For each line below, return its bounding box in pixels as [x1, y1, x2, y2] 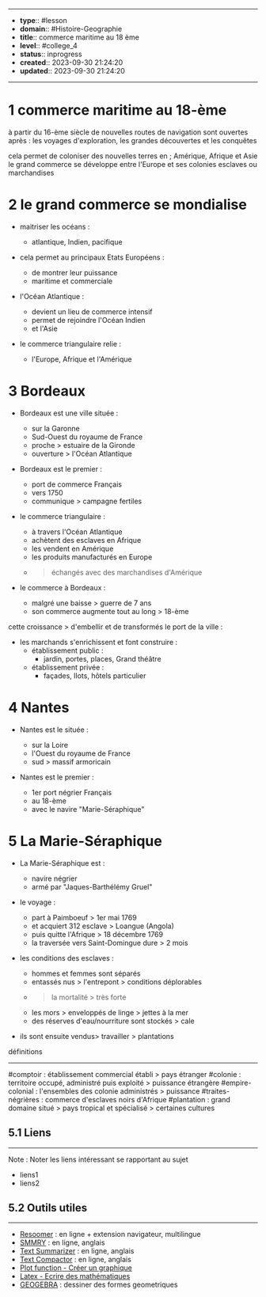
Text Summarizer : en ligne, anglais [19, 1246, 135, 1256]
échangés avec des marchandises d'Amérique [51, 567, 203, 577]
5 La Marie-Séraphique [8, 832, 162, 850]
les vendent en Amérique [31, 544, 114, 553]
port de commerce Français [31, 480, 123, 489]
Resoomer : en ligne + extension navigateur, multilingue [19, 1230, 201, 1239]
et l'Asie [31, 324, 58, 333]
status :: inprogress [19, 49, 82, 59]
